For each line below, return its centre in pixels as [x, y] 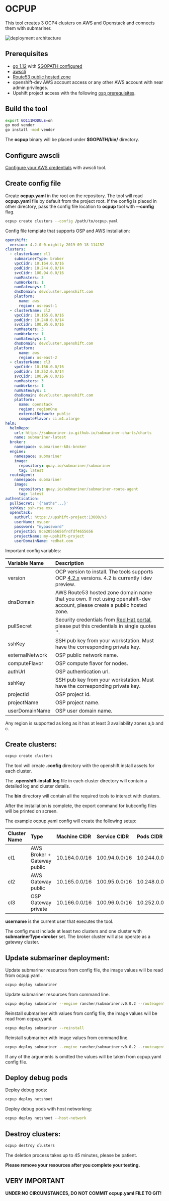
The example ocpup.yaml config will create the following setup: [71, 821]
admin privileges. [30, 87]
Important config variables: [33, 550]
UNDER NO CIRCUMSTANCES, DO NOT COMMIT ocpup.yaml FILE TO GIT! [83, 1193]
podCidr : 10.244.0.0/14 [39, 268]
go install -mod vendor [30, 130]
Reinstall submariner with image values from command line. [67, 1038]
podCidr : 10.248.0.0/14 [39, 320]
